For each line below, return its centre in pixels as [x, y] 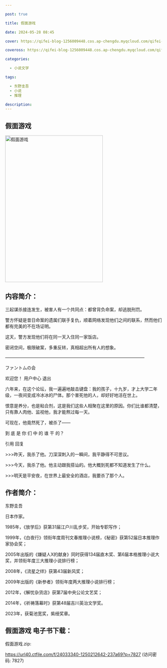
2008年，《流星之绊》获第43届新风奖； [45, 571]
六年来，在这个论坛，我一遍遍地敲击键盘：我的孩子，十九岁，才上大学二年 [81, 389]
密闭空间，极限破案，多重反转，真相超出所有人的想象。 [62, 347]
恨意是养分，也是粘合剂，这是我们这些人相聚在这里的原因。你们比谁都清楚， [83, 406]
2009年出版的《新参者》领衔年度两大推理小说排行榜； [61, 582]
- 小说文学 [19, 68]
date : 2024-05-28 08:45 [30, 32]
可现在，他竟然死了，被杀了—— [38, 422]
